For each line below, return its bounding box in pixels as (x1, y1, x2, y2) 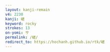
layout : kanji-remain (5, 7, 50, 12)
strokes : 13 (5, 26, 30, 31)
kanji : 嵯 (5, 16, 25, 21)
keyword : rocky (5, 21, 37, 26)
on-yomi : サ (5, 30, 29, 35)
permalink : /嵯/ (5, 35, 38, 40)
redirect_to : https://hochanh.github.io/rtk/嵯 (5, 40, 105, 45)
